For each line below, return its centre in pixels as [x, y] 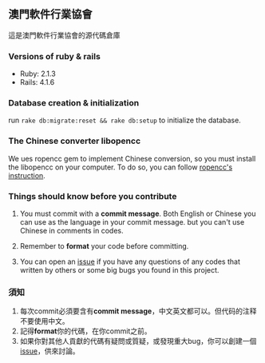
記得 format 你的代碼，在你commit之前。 [85, 331]
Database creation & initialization [74, 103]
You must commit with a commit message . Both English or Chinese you [138, 213]
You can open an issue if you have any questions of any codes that [130, 261]
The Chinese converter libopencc [75, 141]
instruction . [27, 175]
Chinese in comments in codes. [71, 231]
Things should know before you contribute [93, 196]
